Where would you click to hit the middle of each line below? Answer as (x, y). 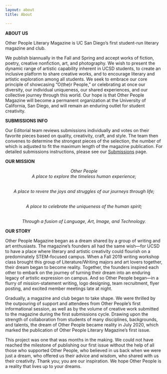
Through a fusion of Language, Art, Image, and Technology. (84, 221)
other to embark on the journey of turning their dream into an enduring (78, 272)
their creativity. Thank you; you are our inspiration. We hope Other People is (83, 361)
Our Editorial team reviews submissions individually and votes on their (77, 130)
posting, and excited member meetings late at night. (59, 288)
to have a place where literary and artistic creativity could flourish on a (78, 251)
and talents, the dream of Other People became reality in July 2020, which (82, 324)
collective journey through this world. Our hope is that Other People (75, 95)
